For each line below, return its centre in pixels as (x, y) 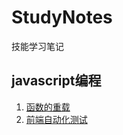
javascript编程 (56, 81)
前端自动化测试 (56, 119)
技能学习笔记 (37, 46)
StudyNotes (62, 17)
